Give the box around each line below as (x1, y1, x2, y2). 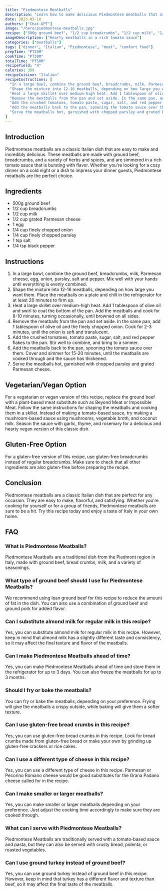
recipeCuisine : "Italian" (5, 72, 59, 77)
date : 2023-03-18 (5, 16, 41, 21)
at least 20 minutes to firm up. (12, 297, 74, 303)
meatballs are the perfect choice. (5, 172, 73, 178)
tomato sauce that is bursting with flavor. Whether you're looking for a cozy (5, 162, 160, 168)
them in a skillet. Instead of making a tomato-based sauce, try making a (5, 410, 152, 415)
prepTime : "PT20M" (5, 49, 43, 54)
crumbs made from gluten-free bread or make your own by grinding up (5, 738, 151, 744)
